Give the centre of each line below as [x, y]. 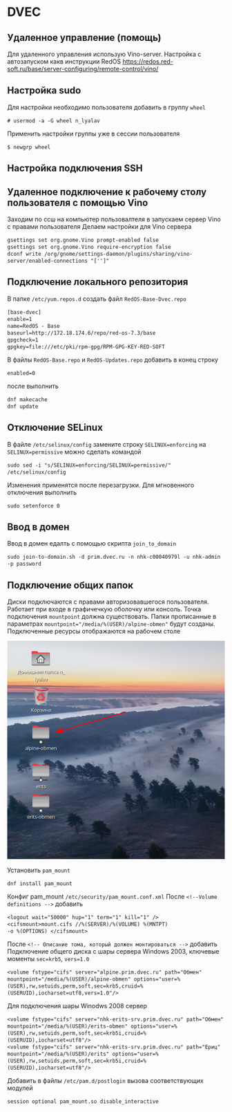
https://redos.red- [148, 62]
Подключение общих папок [70, 585]
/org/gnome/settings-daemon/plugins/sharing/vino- [118, 254]
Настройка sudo [44, 91]
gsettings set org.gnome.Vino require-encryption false [89, 247]
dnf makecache [28, 399]
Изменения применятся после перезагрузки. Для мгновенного [101, 485]
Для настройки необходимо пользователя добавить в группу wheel [106, 107]
